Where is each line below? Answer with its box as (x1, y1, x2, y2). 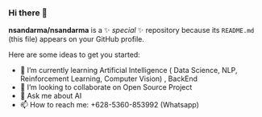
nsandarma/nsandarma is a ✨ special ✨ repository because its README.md (8, 26, 255, 35)
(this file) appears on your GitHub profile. (8, 34, 145, 44)
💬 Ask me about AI (19, 91, 82, 101)
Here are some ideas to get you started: (8, 50, 141, 59)
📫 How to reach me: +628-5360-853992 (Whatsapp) (19, 100, 200, 110)
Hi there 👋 (8, 7, 48, 18)
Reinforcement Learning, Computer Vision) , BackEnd (19, 74, 198, 83)
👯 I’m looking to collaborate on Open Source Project (19, 83, 193, 92)
